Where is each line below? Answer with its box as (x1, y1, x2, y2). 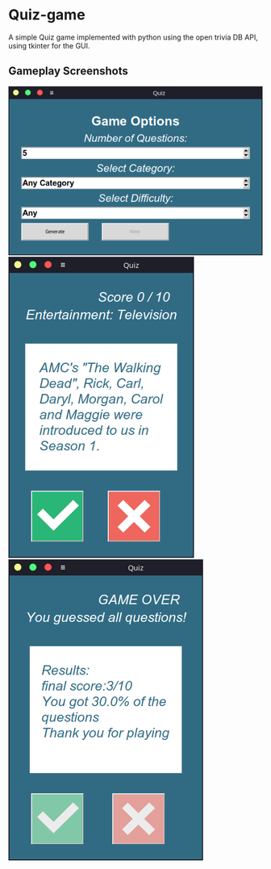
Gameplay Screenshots (8, 65, 129, 78)
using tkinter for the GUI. (8, 40, 90, 50)
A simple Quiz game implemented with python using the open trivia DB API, (8, 32, 258, 42)
